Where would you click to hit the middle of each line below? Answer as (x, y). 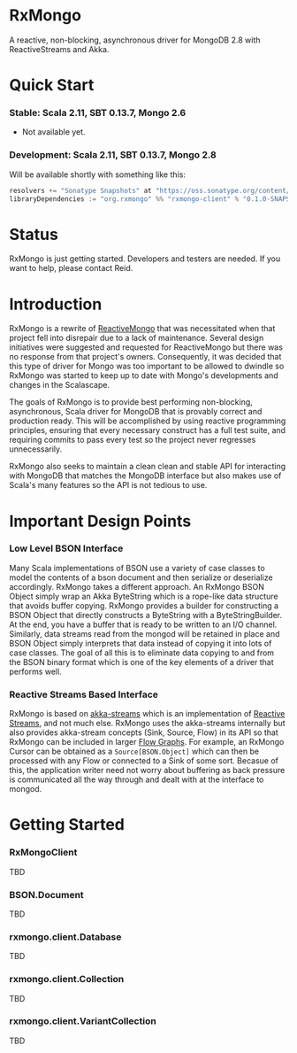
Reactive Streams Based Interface (84, 694)
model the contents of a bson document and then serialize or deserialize (141, 577)
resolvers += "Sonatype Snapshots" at (80, 190)
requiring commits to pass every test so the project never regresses (133, 440)
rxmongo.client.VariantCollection (83, 1021)
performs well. (35, 671)
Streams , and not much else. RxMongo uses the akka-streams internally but (147, 724)
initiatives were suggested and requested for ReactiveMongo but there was (146, 347)
